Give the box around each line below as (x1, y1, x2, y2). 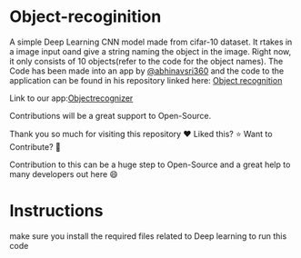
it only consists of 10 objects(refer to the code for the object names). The (9, 55, 284, 66)
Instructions (9, 201, 104, 222)
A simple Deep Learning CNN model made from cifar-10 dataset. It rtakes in (9, 36, 293, 47)
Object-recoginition (9, 6, 162, 27)
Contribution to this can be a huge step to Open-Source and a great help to (9, 159, 291, 170)
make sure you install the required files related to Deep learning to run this (9, 230, 287, 242)
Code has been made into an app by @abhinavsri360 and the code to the (9, 65, 285, 76)
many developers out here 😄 (9, 168, 118, 179)
